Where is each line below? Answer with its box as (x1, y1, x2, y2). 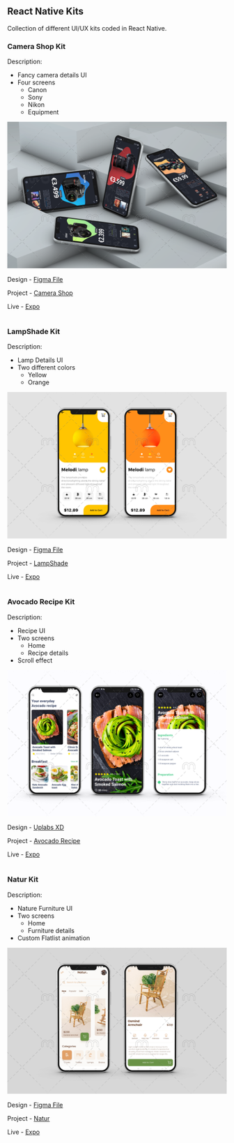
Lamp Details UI (17, 356, 63, 365)
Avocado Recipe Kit (7, 597, 75, 607)
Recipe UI (17, 626, 46, 635)
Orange (27, 378, 50, 386)
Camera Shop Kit (7, 41, 66, 51)
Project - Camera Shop (7, 289, 73, 297)
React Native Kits (7, 6, 84, 17)
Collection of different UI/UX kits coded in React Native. (7, 24, 167, 32)
